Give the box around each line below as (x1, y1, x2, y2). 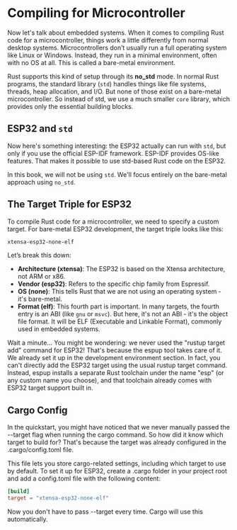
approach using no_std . (7, 178, 76, 186)
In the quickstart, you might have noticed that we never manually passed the (7, 423, 230, 432)
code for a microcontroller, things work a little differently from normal (7, 35, 209, 44)
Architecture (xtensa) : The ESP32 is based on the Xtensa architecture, (17, 265, 226, 273)
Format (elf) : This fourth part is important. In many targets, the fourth (17, 302, 219, 311)
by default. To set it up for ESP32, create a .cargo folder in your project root (7, 467, 228, 476)
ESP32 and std (7, 122, 73, 135)
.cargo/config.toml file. (7, 446, 74, 454)
